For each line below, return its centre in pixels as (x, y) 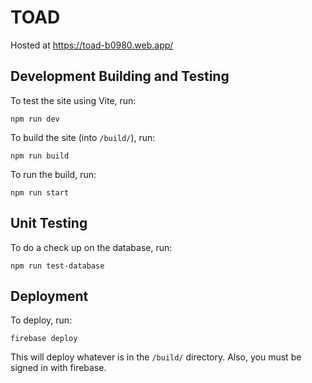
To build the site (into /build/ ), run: (83, 137)
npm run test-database (57, 266)
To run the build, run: (53, 174)
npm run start (40, 192)
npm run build (40, 156)
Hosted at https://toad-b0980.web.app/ (92, 45)
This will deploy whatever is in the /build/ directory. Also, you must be (156, 357)
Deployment (49, 296)
